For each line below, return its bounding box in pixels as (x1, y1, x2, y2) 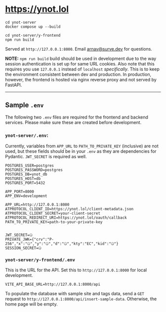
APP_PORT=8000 (5, 189, 35, 194)
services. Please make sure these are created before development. (5, 119, 142, 125)
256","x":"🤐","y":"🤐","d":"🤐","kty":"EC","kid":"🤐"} (5, 242, 119, 247)
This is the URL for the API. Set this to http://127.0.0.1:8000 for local (5, 267, 147, 273)
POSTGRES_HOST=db (5, 176, 41, 182)
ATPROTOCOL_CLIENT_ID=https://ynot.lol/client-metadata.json (5, 207, 134, 212)
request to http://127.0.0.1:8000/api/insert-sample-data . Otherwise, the (5, 296, 157, 302)
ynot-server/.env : (5, 131, 48, 138)
